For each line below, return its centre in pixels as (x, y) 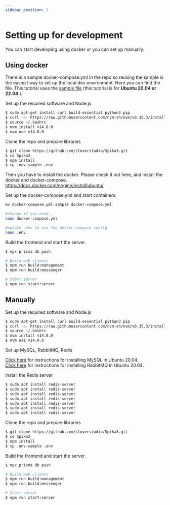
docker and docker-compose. (36, 180)
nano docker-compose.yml (31, 219)
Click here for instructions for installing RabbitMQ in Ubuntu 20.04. (75, 365)
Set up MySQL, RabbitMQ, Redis (39, 350)
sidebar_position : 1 (27, 10)
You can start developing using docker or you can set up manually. (75, 49)
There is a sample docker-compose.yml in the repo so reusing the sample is (84, 77)
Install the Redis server (29, 375)
